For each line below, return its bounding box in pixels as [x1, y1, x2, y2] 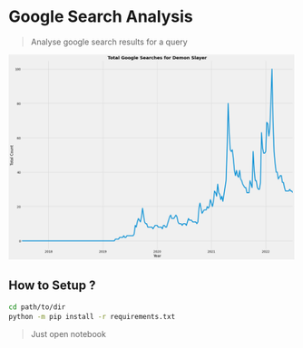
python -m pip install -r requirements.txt [8, 312, 176, 321]
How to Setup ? [8, 277, 96, 293]
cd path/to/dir [8, 303, 66, 312]
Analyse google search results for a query [30, 36, 188, 47]
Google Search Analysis [8, 6, 194, 27]
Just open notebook [30, 328, 106, 339]
